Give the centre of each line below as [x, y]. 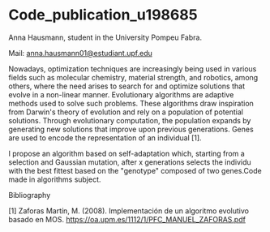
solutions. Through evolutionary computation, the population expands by [130, 120]
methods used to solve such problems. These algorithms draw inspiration [131, 103]
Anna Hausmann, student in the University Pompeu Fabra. [105, 37]
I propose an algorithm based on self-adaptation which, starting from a [126, 153]
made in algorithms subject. [55, 179]
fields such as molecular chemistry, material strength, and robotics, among [133, 77]
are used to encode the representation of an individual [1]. [105, 137]
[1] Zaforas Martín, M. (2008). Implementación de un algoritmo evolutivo [129, 211]
